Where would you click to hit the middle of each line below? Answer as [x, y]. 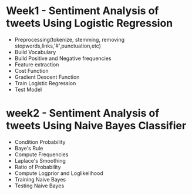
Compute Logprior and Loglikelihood [59, 173]
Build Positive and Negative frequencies [63, 58]
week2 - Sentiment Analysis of [83, 113]
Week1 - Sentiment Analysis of [82, 11]
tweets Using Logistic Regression [90, 23]
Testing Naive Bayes [39, 186]
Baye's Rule [29, 148]
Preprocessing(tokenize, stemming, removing [70, 39]
